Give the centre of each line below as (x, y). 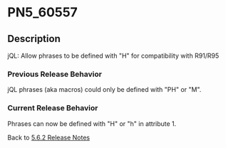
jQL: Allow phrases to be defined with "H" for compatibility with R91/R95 (113, 55)
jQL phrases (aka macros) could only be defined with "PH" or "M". (104, 90)
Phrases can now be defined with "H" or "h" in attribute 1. (92, 123)
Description (34, 39)
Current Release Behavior (53, 108)
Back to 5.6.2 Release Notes (49, 137)
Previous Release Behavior (55, 74)
